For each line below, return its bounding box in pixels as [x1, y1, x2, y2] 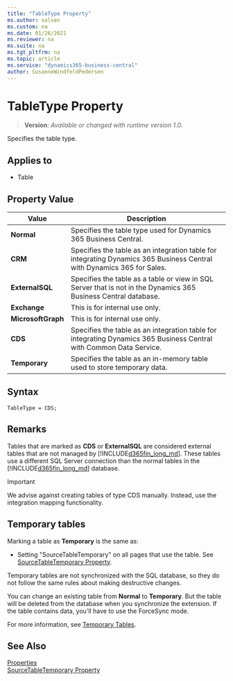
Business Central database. [70, 292, 160, 301]
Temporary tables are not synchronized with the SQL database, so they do [7, 571, 220, 580]
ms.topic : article [7, 56, 60, 62]
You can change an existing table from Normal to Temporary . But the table [7, 591, 222, 600]
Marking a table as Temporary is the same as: [7, 537, 139, 545]
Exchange [10, 303, 44, 312]
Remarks [7, 423, 47, 435]
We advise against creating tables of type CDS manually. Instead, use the [7, 491, 217, 499]
